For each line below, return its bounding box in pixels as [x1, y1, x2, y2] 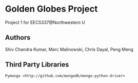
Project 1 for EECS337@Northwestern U [5, 19, 85, 25]
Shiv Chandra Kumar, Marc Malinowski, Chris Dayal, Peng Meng [5, 46, 134, 52]
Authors [5, 33, 31, 42]
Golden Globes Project [5, 3, 98, 15]
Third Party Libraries [5, 61, 69, 69]
